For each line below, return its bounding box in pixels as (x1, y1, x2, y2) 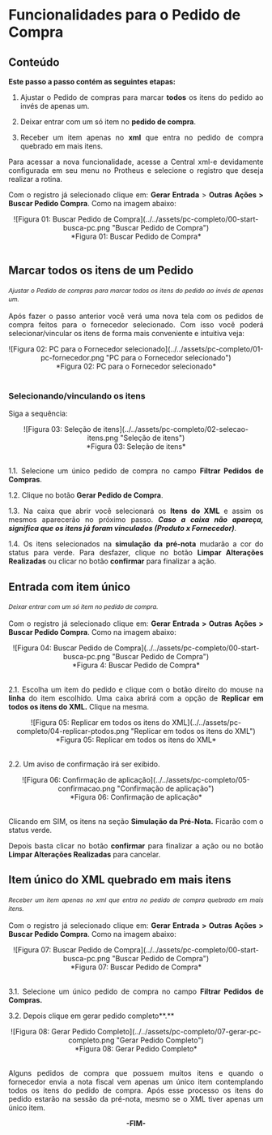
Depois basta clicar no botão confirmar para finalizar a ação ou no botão (8, 840, 264, 850)
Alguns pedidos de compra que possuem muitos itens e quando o (8, 1068, 264, 1077)
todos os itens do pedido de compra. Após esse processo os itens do (8, 1085, 264, 1095)
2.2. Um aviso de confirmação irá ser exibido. (8, 759, 160, 769)
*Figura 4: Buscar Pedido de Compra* (72, 660, 200, 670)
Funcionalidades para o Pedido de (8, 6, 241, 24)
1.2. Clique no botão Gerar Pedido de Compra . (8, 490, 164, 500)
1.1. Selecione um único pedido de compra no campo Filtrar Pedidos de (8, 466, 265, 476)
